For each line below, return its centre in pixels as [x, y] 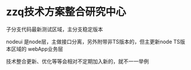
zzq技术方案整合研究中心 [66, 12]
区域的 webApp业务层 [37, 49]
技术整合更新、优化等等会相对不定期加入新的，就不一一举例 [77, 61]
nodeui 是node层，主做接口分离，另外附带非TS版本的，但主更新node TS [93, 41]
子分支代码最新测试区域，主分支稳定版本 [54, 29]
